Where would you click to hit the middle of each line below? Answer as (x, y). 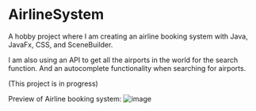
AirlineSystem (56, 15)
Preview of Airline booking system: (65, 98)
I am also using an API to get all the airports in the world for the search (123, 60)
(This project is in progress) (53, 83)
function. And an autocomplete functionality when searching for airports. (127, 68)
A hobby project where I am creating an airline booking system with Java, (128, 36)
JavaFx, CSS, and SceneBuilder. (61, 44)
